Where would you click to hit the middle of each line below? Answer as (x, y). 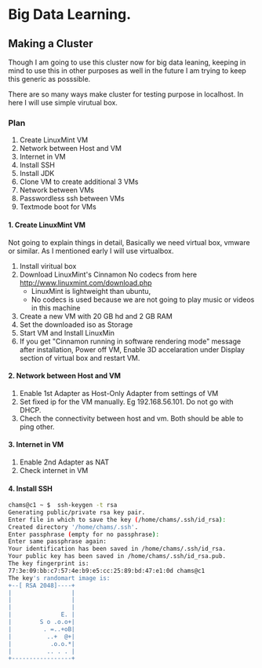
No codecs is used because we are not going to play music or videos (143, 299)
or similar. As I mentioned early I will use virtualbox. (91, 251)
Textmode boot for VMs (58, 207)
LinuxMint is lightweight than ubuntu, (91, 291)
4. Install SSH (31, 488)
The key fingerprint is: (49, 563)
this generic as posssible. (49, 79)
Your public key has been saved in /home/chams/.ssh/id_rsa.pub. (117, 556)
